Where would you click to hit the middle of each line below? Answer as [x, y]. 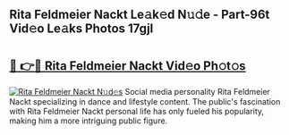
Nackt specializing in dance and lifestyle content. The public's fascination [145, 101]
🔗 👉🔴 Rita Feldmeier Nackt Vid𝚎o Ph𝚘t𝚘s [127, 66]
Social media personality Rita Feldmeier [198, 92]
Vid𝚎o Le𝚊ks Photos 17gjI [81, 29]
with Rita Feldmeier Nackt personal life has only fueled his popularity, [137, 111]
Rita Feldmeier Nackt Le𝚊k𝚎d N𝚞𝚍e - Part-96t [140, 15]
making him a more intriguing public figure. [89, 121]
